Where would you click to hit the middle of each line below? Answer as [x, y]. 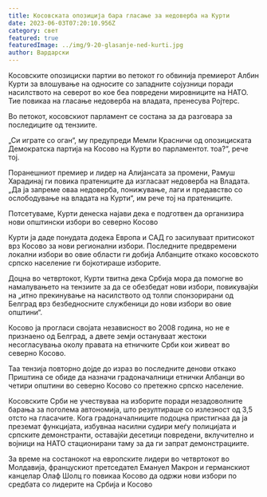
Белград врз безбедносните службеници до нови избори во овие [120, 304]
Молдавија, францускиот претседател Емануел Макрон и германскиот [129, 467]
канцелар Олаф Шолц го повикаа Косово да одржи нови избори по [123, 476]
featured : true [33, 38]
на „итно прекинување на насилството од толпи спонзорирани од [121, 295]
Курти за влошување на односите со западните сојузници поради [121, 84]
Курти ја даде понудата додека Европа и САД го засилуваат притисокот [132, 237]
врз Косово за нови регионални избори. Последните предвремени [122, 246]
